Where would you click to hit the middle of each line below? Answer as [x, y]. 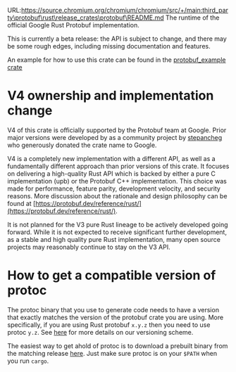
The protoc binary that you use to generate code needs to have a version [113, 309]
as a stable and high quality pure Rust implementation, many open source [114, 239]
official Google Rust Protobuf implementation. [73, 25]
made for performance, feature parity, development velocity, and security [114, 188]
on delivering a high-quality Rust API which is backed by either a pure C [112, 173]
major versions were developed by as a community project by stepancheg [115, 137]
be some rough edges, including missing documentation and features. [109, 46]
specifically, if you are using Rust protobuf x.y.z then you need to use [109, 325]
